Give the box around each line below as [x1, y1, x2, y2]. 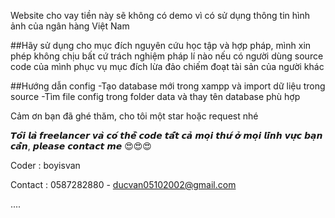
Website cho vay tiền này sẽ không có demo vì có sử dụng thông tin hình [10, 10, 311, 21]
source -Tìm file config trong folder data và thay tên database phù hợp [10, 91, 301, 102]
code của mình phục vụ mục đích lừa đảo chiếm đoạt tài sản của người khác [10, 61, 325, 72]
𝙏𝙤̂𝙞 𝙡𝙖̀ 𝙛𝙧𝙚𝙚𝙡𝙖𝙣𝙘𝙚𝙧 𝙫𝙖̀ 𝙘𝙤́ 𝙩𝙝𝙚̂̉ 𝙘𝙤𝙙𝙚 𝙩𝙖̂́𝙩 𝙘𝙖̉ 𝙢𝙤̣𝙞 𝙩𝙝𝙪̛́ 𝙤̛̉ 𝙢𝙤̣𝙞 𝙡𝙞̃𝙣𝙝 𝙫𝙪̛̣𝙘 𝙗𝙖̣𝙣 [10, 130, 323, 141]
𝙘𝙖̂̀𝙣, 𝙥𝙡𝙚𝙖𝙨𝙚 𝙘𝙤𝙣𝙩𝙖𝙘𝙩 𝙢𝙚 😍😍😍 [10, 140, 152, 152]
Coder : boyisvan [10, 160, 81, 171]
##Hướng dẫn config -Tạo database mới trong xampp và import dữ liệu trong [10, 80, 326, 92]
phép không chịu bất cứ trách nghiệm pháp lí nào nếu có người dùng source [10, 50, 324, 62]
